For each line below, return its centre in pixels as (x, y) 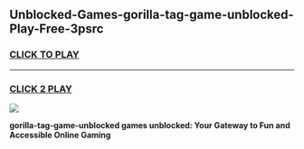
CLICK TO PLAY (44, 55)
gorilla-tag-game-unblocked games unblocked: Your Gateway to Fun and (150, 125)
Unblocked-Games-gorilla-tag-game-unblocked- (152, 15)
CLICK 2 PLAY (41, 88)
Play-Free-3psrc (57, 29)
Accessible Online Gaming (60, 135)
